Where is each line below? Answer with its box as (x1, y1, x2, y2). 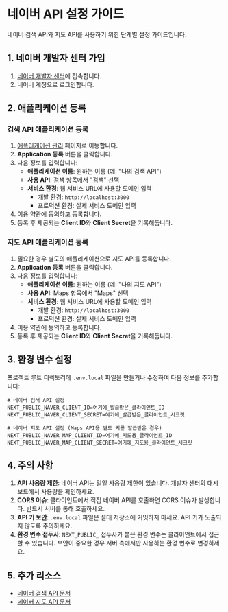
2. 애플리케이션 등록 (7, 102, 87, 114)
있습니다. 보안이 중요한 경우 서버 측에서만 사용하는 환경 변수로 (31, 539, 197, 548)
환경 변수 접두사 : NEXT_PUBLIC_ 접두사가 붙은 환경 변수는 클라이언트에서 (16, 530, 207, 539)
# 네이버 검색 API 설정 (7, 397, 65, 403)
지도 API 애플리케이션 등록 (7, 237, 89, 247)
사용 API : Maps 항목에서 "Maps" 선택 (27, 289, 129, 297)
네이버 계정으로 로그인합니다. (16, 80, 94, 89)
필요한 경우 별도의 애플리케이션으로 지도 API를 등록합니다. (16, 255, 171, 263)
